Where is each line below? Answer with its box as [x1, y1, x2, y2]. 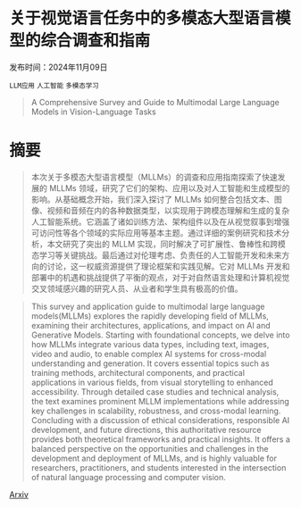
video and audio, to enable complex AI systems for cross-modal [30, 348, 267, 359]
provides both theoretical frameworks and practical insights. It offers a [30, 434, 290, 445]
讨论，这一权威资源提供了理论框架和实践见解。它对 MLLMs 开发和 [46, 261, 290, 271]
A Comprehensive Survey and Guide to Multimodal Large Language [30, 96, 280, 107]
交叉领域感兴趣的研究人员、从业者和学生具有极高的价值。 [30, 283, 243, 294]
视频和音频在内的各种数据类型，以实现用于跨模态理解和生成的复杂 [46, 204, 290, 215]
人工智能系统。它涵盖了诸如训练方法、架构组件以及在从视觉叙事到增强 [30, 216, 290, 227]
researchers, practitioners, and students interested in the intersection [30, 462, 287, 473]
